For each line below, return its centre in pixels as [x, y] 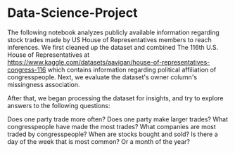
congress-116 [27, 69]
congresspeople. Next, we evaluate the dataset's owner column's [102, 77]
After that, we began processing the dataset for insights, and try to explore [115, 98]
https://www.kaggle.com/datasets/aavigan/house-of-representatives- [109, 62]
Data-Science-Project [73, 13]
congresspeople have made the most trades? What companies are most [112, 126]
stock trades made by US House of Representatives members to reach [110, 39]
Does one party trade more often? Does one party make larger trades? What [118, 119]
